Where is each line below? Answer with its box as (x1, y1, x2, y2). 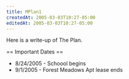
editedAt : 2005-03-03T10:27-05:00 (6, 20, 93, 26)
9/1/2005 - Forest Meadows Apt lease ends (14, 66, 123, 74)
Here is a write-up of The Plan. (6, 37, 83, 44)
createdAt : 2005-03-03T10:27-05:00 (6, 14, 96, 21)
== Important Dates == (6, 48, 63, 55)
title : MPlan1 (6, 8, 42, 15)
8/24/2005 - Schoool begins (14, 60, 86, 67)
